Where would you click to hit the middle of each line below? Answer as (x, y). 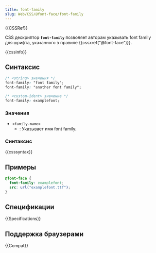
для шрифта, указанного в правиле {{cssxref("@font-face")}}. (69, 42)
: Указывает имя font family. (48, 129)
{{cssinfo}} (16, 52)
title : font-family (25, 9)
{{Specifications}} (23, 219)
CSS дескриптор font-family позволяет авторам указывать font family (78, 37)
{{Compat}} (17, 246)
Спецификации (30, 207)
